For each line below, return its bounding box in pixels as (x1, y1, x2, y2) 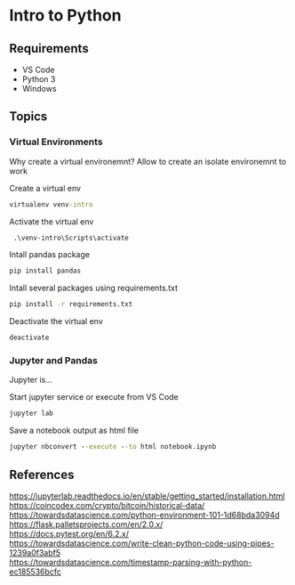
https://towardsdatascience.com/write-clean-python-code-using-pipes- (9, 538, 275, 548)
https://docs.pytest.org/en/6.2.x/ (9, 528, 129, 539)
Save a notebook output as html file (9, 425, 140, 436)
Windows (21, 84, 57, 93)
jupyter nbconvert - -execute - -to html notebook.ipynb (9, 443, 217, 451)
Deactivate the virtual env (9, 316, 104, 327)
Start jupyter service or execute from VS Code (9, 392, 179, 402)
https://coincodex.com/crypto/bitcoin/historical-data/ (9, 500, 205, 510)
